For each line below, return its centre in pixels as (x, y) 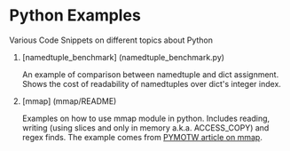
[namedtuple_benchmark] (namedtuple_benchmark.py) (123, 57)
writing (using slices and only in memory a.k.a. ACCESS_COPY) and (145, 127)
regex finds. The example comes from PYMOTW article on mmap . (142, 137)
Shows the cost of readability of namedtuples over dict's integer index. (152, 83)
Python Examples (75, 16)
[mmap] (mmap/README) (69, 101)
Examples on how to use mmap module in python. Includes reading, (146, 118)
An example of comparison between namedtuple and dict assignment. (150, 74)
